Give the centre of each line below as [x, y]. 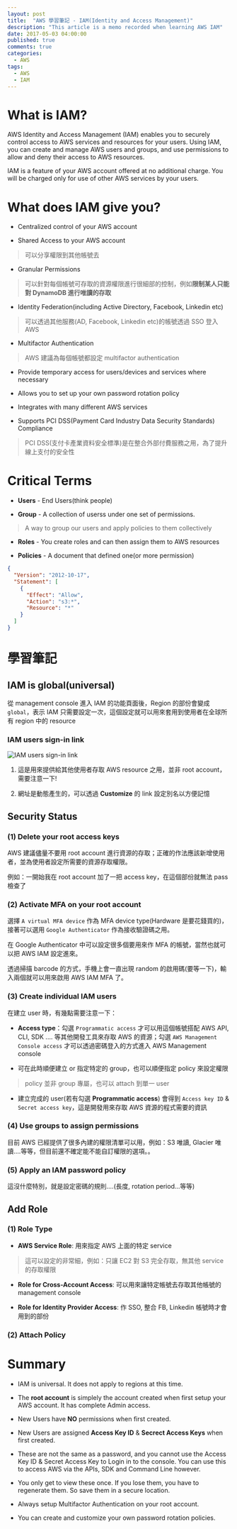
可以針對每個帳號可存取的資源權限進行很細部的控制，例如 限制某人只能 [127, 284]
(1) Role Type [30, 1229]
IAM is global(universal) [61, 685]
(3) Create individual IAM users [62, 996]
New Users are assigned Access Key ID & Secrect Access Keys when [120, 1433]
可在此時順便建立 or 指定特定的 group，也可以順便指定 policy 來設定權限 [123, 1068]
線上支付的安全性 [50, 452]
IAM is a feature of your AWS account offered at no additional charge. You [115, 171]
